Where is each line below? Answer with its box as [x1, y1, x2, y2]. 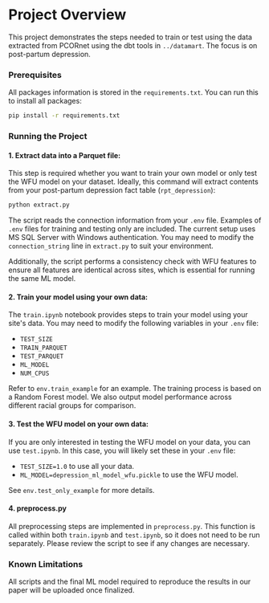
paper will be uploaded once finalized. [8, 585, 135, 595]
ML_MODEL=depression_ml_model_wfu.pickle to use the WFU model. [19, 470, 238, 479]
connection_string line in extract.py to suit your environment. [8, 241, 214, 251]
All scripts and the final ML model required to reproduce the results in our [8, 577, 251, 587]
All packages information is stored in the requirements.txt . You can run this [8, 88, 259, 97]
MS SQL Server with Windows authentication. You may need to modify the [8, 233, 255, 242]
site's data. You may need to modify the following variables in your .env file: [8, 319, 259, 328]
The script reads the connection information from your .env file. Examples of [8, 215, 262, 226]
